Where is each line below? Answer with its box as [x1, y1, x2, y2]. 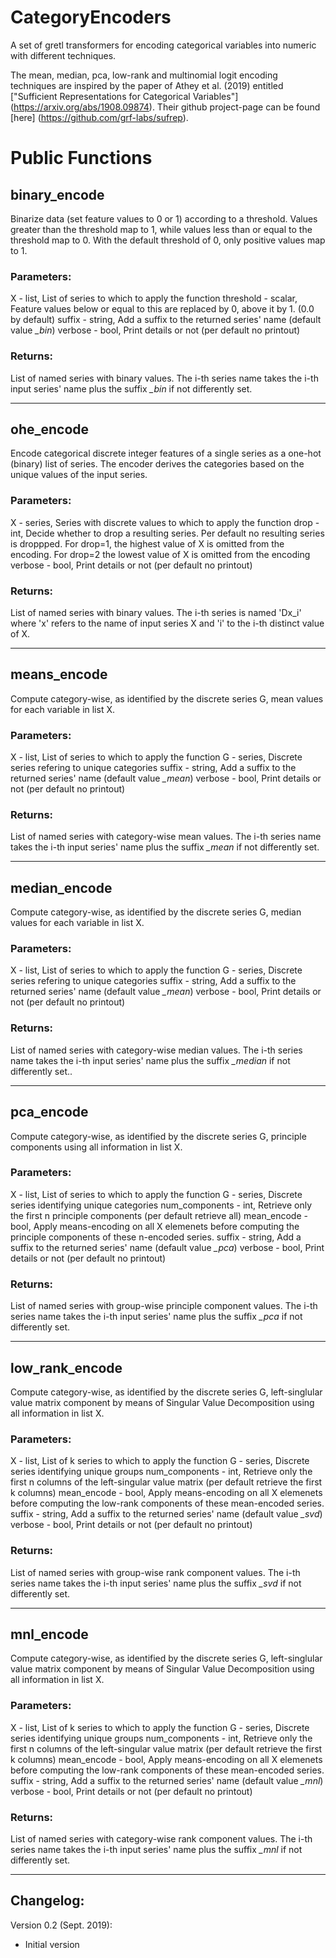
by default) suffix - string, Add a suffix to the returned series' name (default [10, 314, 322, 326]
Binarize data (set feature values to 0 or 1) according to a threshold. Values [10, 212, 318, 225]
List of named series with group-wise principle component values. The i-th [10, 1300, 318, 1312]
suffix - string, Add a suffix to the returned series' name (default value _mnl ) [10, 1774, 324, 1786]
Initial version [24, 1938, 80, 1950]
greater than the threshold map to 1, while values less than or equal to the [10, 223, 313, 235]
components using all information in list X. [10, 1141, 183, 1153]
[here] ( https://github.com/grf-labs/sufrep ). [10, 111, 189, 123]
